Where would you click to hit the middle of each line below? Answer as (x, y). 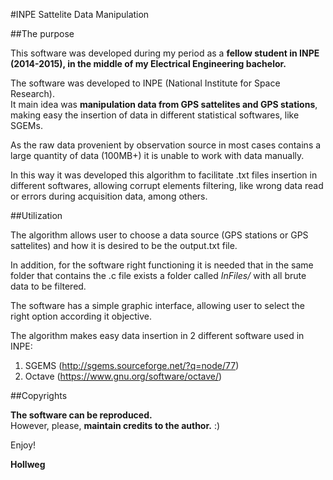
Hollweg (28, 464)
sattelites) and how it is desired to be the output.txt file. (124, 245)
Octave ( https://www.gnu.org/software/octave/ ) (123, 376)
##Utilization (36, 215)
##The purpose (42, 33)
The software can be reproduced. (81, 415)
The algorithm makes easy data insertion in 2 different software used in (157, 335)
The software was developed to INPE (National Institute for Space (145, 83)
